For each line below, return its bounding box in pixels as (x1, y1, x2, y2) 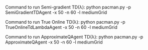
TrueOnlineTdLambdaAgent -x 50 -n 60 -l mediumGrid (5, 24, 118, 30)
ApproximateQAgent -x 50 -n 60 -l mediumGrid (5, 39, 103, 45)
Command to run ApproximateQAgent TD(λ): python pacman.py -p (5, 34, 143, 40)
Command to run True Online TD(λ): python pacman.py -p (5, 19, 125, 25)
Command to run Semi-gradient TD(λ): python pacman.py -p (5, 4, 131, 10)
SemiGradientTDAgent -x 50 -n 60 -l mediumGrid (5, 9, 107, 15)
